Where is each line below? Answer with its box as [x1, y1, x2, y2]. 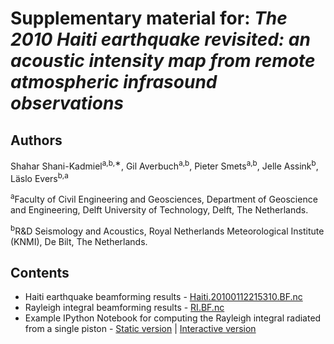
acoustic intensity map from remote [10, 50, 316, 72]
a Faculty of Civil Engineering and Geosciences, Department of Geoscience [10, 192, 318, 205]
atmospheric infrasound [10, 71, 218, 94]
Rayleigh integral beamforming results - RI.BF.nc [24, 302, 225, 314]
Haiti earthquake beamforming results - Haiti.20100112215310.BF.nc [24, 291, 303, 303]
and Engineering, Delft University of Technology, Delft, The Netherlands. [10, 203, 309, 216]
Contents [10, 265, 70, 282]
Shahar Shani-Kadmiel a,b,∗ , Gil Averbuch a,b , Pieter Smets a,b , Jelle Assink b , [10, 158, 319, 172]
